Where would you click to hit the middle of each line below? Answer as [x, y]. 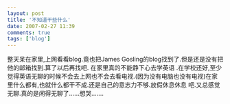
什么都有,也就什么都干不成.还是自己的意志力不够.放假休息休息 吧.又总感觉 [117, 85]
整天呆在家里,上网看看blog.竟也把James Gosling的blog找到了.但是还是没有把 [115, 60]
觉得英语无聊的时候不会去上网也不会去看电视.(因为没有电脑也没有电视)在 [110, 77]
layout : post [26, 13]
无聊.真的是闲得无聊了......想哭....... [56, 94]
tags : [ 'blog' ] [29, 39]
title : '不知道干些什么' [39, 20]
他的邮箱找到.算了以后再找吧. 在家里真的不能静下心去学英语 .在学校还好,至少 [115, 68]
